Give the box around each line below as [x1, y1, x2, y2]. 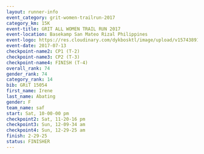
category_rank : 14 [6, 76, 53, 82]
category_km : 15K [6, 20, 50, 26]
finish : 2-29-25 [6, 133, 47, 139]
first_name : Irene [6, 88, 53, 94]
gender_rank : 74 [6, 71, 47, 77]
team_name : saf [6, 104, 45, 111]
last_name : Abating [6, 93, 56, 99]
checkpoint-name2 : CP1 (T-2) [6, 49, 80, 55]
